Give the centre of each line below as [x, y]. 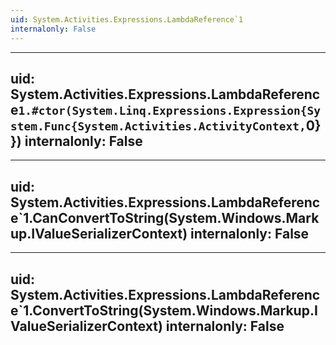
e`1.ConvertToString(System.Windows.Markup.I [164, 310]
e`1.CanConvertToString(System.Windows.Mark [165, 217]
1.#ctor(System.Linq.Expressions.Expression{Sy [169, 110]
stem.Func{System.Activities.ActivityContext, [158, 126]
